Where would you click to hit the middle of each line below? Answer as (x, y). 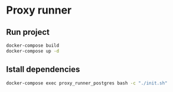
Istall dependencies (43, 69)
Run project (28, 32)
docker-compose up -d (33, 51)
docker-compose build (33, 45)
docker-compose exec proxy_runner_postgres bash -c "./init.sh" (87, 83)
